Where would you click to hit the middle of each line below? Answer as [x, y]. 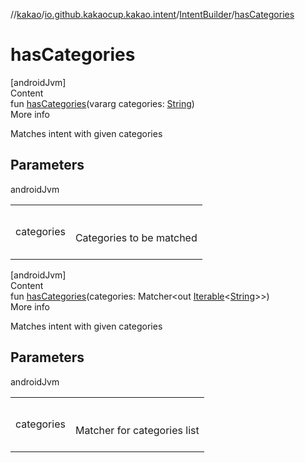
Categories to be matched [136, 237]
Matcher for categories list [137, 430]
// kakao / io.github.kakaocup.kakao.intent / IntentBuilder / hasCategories [152, 14]
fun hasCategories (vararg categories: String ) [102, 103]
